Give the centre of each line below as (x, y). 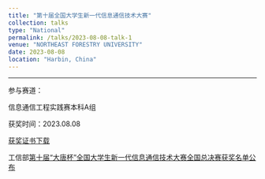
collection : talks (38, 23)
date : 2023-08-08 (37, 52)
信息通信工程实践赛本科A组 (52, 106)
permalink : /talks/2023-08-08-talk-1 (70, 37)
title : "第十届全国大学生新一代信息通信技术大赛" (80, 15)
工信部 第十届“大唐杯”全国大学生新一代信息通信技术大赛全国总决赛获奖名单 (129, 157)
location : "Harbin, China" (52, 60)
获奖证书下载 (29, 140)
